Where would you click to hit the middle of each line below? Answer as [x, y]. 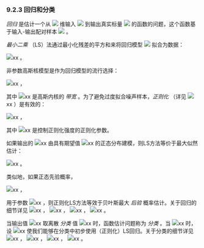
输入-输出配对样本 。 [42, 32]
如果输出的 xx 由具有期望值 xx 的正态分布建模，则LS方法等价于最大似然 [102, 143]
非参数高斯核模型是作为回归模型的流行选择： [63, 71]
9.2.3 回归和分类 [31, 9]
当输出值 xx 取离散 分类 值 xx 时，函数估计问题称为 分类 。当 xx [95, 224]
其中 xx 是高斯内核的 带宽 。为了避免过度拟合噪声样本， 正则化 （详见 [96, 97]
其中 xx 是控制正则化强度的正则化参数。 [60, 130]
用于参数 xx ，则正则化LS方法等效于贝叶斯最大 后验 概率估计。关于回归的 [101, 203]
